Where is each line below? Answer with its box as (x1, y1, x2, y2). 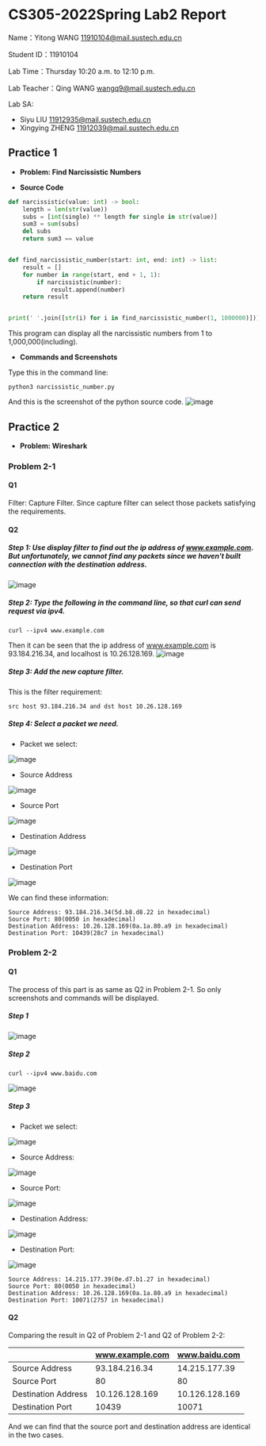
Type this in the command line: (8, 367, 108, 378)
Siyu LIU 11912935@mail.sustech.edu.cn (19, 114, 151, 124)
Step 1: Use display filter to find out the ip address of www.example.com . (8, 543, 254, 552)
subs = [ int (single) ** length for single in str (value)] (22, 213, 218, 221)
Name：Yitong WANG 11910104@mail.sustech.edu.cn (8, 33, 182, 42)
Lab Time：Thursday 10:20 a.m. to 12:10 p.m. (8, 66, 155, 76)
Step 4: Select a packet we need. (8, 719, 119, 729)
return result (22, 293, 69, 301)
